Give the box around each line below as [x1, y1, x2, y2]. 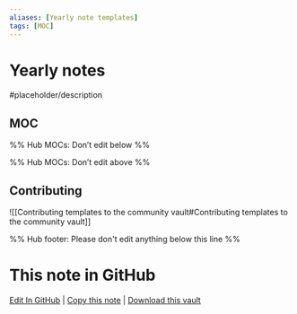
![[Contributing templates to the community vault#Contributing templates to [9, 207, 289, 218]
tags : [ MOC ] [9, 22, 54, 31]
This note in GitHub [9, 266, 156, 285]
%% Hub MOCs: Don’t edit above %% [9, 157, 151, 168]
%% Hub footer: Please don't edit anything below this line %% [9, 234, 240, 245]
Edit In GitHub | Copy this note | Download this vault [9, 295, 202, 305]
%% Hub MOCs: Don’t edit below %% [9, 140, 151, 151]
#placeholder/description [9, 90, 103, 100]
